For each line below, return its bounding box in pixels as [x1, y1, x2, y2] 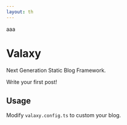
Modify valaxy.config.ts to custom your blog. [6, 112, 122, 119]
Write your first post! [6, 78, 57, 85]
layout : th [6, 8, 34, 15]
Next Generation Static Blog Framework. [6, 66, 107, 74]
